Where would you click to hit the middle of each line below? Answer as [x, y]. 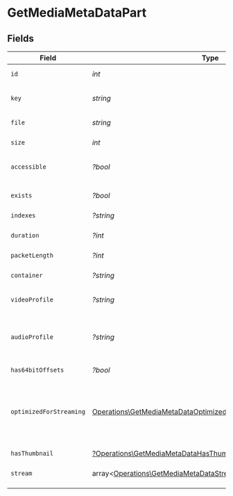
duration [25, 235]
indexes [23, 216]
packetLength [32, 255]
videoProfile [32, 300]
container [27, 275]
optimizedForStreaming [48, 412]
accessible [28, 167]
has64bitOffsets [37, 370]
